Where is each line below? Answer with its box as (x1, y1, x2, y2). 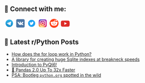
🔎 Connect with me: (4, 5, 66, 13)
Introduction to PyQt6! (11, 61, 57, 67)
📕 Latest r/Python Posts (4, 38, 79, 46)
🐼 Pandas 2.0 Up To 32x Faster (11, 67, 75, 73)
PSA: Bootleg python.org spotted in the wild (11, 72, 101, 78)
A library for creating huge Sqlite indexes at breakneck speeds (11, 56, 140, 62)
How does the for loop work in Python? (11, 51, 92, 57)
